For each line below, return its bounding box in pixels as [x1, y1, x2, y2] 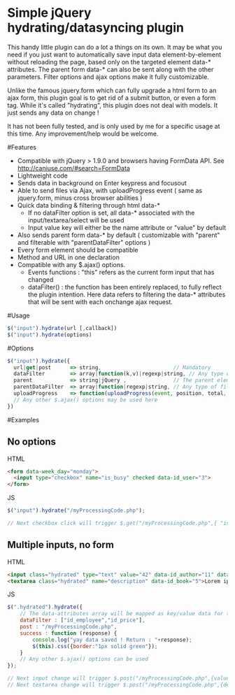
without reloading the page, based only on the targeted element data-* [7, 57, 211, 66]
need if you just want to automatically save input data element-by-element [7, 50, 222, 59]
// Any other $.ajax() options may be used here [13, 396, 158, 403]
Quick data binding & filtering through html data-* [17, 201, 161, 209]
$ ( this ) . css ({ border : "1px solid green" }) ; [32, 643, 158, 650]
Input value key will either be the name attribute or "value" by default [27, 223, 227, 231]
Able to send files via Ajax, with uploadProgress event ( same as [17, 186, 203, 194]
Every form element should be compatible [17, 245, 138, 254]
